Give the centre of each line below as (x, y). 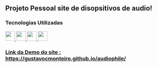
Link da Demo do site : (33, 52)
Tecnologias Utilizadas (34, 23)
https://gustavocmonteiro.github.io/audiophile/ (66, 58)
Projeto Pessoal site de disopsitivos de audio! (79, 8)
